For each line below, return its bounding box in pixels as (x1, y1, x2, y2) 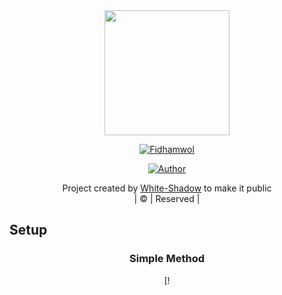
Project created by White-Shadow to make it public (62, 182, 272, 194)
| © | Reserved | (133, 193, 201, 204)
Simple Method (129, 252, 205, 266)
